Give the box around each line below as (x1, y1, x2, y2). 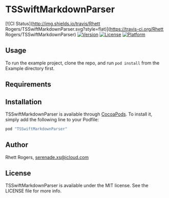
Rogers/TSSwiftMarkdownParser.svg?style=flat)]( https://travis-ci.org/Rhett (5, 26, 164, 32)
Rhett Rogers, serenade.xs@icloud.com (5, 154, 89, 160)
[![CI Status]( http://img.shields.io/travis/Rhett (5, 20, 100, 27)
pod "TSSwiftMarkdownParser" (5, 126, 68, 131)
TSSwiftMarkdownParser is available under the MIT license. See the (5, 183, 149, 189)
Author (5, 141, 28, 149)
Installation (5, 97, 42, 106)
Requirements (5, 80, 51, 89)
